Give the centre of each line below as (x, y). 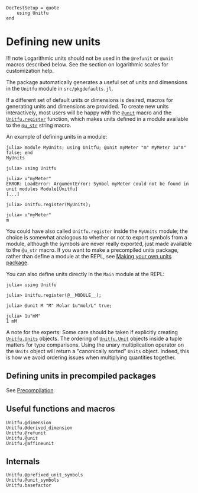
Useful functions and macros (61, 409)
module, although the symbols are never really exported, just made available (99, 244)
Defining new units (53, 42)
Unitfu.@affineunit (30, 443)
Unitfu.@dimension (29, 422)
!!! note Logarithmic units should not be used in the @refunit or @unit (90, 58)
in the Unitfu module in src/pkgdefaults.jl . (60, 88)
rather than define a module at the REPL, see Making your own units (89, 256)
